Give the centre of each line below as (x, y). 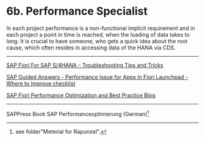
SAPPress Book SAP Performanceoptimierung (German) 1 (78, 113)
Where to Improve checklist (41, 83)
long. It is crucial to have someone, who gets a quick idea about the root (97, 41)
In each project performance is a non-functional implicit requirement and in (101, 28)
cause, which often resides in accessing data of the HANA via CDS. (91, 48)
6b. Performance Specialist (77, 11)
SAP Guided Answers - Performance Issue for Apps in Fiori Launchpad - (97, 77)
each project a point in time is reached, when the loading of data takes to (98, 34)
